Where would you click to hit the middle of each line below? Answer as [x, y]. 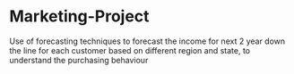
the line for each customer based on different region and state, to [130, 50]
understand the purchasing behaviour [79, 60]
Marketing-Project [79, 16]
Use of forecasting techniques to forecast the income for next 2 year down [147, 41]
